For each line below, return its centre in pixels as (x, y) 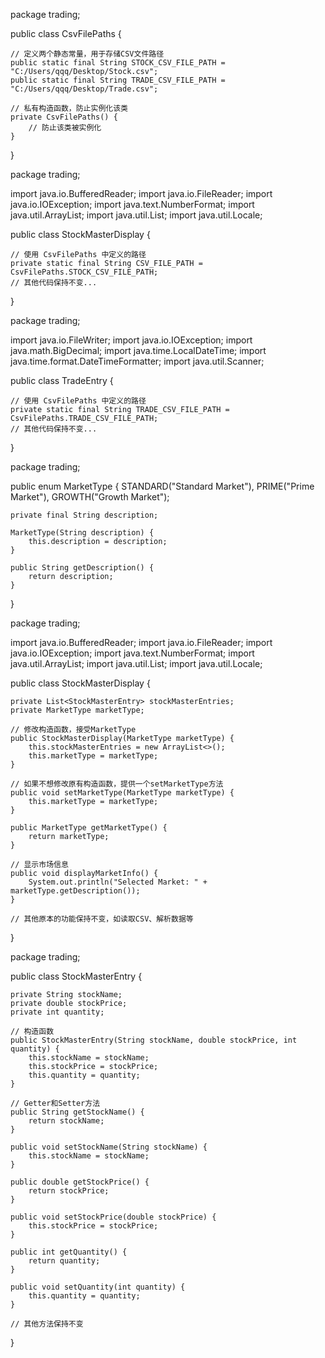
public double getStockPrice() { (80, 1182)
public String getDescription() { (82, 568)
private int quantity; (57, 1012)
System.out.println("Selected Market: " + (118, 882)
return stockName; (66, 1121)
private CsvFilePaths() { (64, 117)
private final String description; (84, 515)
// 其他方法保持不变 (47, 1324)
